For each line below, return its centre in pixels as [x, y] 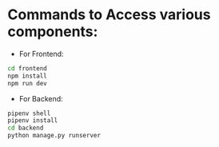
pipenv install [33, 121]
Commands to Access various [109, 15]
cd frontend [27, 68]
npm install [27, 76]
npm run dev [27, 83]
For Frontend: [42, 54]
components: [53, 32]
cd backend [26, 128]
